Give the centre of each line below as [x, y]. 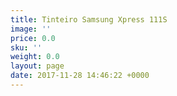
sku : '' [26, 47]
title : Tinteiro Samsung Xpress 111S [89, 19]
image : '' [31, 29]
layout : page [37, 66]
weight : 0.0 [35, 57]
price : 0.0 [33, 38]
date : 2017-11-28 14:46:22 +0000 [80, 76]
